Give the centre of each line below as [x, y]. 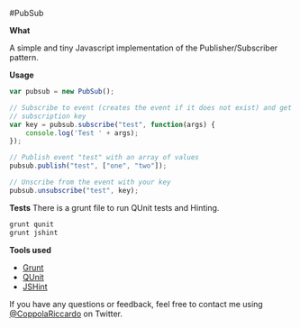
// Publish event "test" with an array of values [105, 158]
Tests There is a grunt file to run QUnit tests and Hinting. [114, 207]
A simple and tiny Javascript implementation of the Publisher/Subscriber [144, 48]
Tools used [31, 250]
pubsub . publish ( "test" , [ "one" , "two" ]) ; [88, 166]
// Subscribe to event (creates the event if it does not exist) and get [151, 107]
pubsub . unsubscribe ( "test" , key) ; [74, 190]
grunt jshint [34, 232]
